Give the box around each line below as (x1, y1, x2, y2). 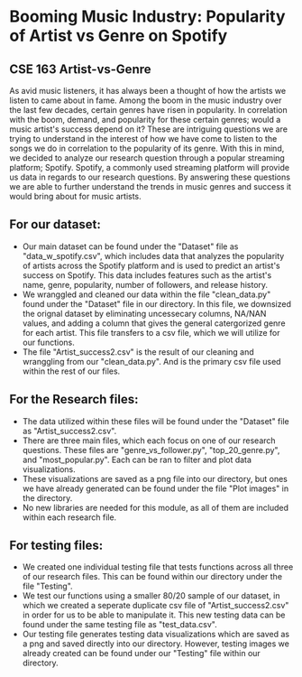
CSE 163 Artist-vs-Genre (9, 61, 151, 77)
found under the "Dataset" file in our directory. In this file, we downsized (22, 298, 291, 309)
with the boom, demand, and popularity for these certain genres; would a (9, 115, 281, 125)
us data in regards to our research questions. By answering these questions (9, 172, 291, 182)
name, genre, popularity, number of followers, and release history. (22, 279, 269, 290)
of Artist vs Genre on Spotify (9, 25, 228, 46)
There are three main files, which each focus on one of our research (22, 435, 277, 446)
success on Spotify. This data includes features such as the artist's (22, 269, 272, 281)
